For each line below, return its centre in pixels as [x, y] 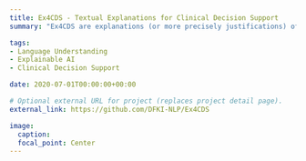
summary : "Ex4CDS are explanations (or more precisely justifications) [148, 26]
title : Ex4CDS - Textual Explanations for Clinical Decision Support [144, 18]
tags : [20, 43]
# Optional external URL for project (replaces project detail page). [146, 101]
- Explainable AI [42, 60]
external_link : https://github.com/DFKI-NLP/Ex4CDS [109, 109]
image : [22, 126]
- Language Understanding [58, 51]
